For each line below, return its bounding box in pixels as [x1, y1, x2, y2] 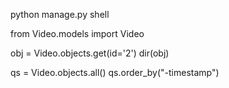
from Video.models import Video [10, 28, 145, 39]
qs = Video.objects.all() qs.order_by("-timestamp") [10, 67, 220, 78]
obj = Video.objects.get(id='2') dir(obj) [10, 47, 170, 59]
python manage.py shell [10, 9, 110, 20]
